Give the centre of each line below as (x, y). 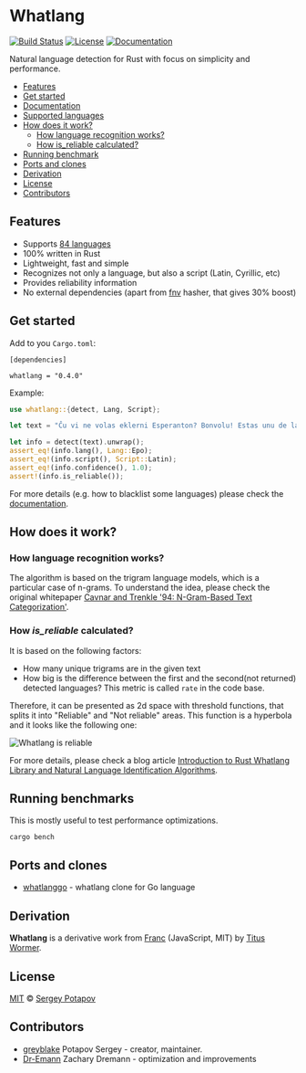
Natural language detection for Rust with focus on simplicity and (130, 58)
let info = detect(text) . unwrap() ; (77, 442)
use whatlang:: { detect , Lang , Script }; (85, 409)
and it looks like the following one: (73, 725)
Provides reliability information (80, 282)
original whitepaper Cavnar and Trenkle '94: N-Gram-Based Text (131, 597)
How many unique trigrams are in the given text (112, 668)
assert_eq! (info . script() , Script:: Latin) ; (93, 459)
